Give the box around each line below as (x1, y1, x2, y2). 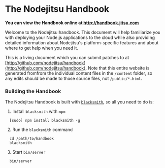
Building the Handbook (5, 88, 61, 95)
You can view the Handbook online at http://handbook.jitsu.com (5, 20, 139, 26)
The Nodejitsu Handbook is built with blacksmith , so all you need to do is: (5, 99, 154, 105)
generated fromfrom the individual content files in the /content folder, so (5, 70, 153, 76)
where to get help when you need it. (5, 45, 78, 51)
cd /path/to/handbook (9, 136, 54, 141)
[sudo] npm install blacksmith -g (9, 118, 80, 123)
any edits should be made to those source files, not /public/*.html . (5, 75, 143, 81)
